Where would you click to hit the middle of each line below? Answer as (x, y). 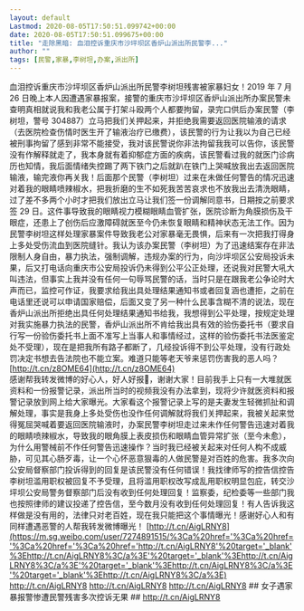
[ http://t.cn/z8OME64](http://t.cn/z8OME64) (92, 368)
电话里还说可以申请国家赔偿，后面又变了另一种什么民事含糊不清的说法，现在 (152, 301)
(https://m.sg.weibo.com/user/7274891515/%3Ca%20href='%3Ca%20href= (152, 536)
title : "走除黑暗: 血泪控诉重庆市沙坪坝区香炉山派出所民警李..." (119, 43)
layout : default (40, 18)
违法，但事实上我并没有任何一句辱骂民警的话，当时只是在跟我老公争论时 (152, 279)
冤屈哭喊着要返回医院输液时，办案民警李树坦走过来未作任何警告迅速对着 (152, 425)
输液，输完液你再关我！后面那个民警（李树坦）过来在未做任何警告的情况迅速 (152, 177)
